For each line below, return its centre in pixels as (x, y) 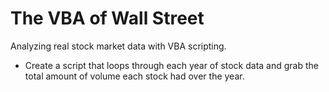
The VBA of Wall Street (107, 18)
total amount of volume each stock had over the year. (134, 76)
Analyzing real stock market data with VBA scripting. (118, 46)
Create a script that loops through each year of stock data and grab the (171, 65)
